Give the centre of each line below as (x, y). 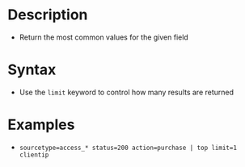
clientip (34, 155)
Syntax (32, 70)
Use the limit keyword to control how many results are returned (127, 92)
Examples (41, 125)
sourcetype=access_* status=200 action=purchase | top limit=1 (128, 148)
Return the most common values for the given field (104, 37)
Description (48, 15)
